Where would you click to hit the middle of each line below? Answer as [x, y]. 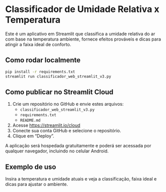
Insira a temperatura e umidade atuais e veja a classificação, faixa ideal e [81, 179]
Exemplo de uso [31, 167]
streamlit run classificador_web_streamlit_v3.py [58, 76]
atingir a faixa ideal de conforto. [38, 44]
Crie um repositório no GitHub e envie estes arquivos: [68, 104]
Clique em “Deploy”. [33, 136]
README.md [30, 121]
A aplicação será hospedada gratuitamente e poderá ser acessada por [78, 146]
